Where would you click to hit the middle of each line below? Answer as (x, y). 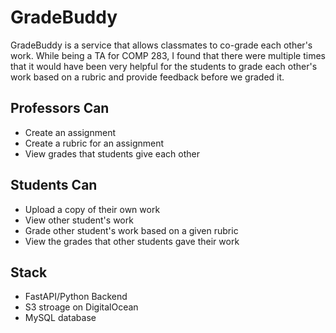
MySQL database (60, 318)
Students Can (54, 185)
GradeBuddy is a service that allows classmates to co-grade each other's (161, 45)
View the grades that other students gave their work (132, 241)
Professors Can (60, 108)
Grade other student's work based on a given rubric (131, 230)
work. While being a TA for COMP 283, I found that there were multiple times (168, 55)
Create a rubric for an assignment (94, 143)
